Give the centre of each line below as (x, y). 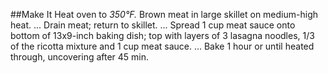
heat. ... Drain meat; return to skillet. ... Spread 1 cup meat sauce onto (153, 25)
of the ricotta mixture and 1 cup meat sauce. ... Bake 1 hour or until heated (162, 46)
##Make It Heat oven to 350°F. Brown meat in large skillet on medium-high (164, 14)
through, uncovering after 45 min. (80, 57)
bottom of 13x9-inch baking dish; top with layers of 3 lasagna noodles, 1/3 (162, 35)
